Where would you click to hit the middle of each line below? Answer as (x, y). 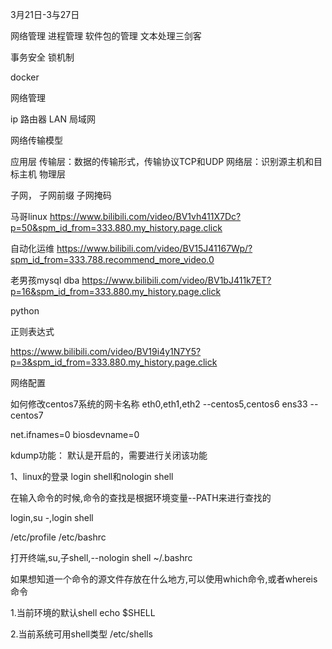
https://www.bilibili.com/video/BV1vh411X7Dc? (145, 216)
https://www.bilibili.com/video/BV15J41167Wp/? (154, 248)
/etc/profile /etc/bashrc (58, 537)
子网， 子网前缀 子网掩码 (61, 195)
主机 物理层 (42, 174)
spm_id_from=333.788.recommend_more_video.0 (112, 259)
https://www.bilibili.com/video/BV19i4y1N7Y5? (106, 351)
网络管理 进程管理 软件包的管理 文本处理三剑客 (106, 36)
